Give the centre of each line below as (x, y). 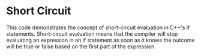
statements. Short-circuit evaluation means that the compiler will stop (92, 33)
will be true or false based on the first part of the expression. (81, 46)
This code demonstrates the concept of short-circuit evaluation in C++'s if (98, 27)
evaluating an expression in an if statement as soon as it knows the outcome (100, 40)
